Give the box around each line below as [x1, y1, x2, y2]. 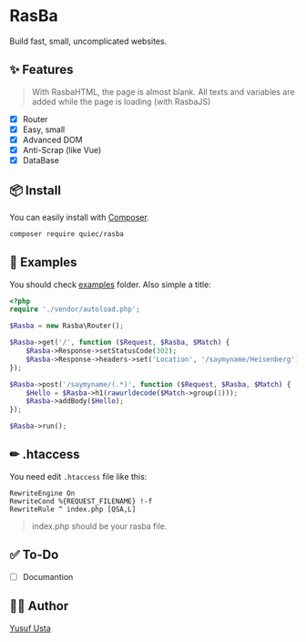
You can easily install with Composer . [9, 212, 150, 223]
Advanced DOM [22, 134, 84, 145]
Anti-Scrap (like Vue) [22, 144, 102, 155]
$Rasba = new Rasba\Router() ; [9, 321, 125, 331]
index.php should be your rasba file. [31, 521, 168, 532]
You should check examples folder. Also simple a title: [9, 279, 211, 290]
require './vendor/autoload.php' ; [9, 305, 141, 315]
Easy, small [22, 124, 66, 135]
